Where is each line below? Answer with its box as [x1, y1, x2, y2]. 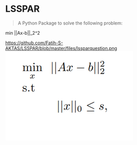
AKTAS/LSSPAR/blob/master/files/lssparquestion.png [5, 45, 117, 51]
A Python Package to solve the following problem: [17, 20, 123, 26]
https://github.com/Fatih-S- [5, 39, 63, 46]
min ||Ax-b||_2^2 [5, 30, 40, 36]
